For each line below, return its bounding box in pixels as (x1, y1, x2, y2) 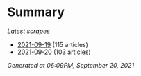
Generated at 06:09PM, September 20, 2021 (7, 61, 135, 69)
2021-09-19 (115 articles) (17, 40, 89, 48)
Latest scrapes (7, 27, 50, 35)
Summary (7, 4, 65, 20)
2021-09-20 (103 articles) (17, 48, 92, 56)
